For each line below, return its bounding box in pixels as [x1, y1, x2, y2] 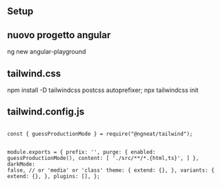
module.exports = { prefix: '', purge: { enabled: [7, 148, 156, 155]
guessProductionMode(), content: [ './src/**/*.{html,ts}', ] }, [7, 154, 199, 161]
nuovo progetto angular [7, 29, 111, 41]
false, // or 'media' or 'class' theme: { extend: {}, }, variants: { [7, 166, 215, 174]
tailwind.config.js [7, 106, 85, 118]
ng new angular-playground [7, 48, 86, 56]
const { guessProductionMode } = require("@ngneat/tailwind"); [7, 130, 193, 137]
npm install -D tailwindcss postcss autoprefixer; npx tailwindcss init [7, 86, 199, 94]
